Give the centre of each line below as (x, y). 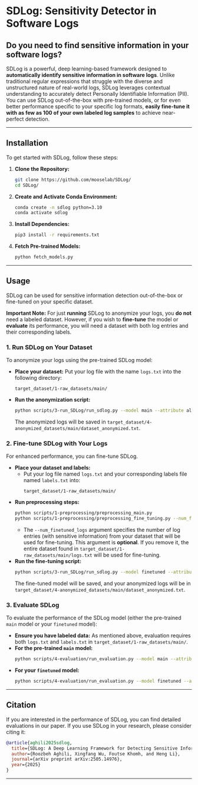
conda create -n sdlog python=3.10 (58, 207)
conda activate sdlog (41, 213)
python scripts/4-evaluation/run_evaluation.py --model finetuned (98, 681)
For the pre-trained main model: (54, 648)
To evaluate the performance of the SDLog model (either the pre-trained (94, 618)
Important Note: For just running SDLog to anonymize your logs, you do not (99, 313)
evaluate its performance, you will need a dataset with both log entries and (97, 325)
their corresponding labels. (39, 332)
